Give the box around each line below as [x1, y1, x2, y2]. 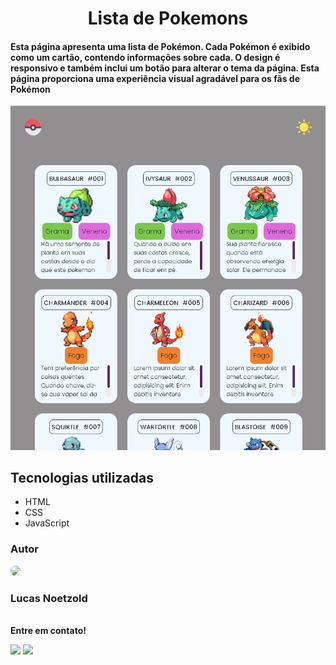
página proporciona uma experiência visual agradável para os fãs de [10, 72, 301, 84]
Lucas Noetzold [10, 591, 88, 605]
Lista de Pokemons [87, 7, 249, 30]
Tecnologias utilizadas [10, 469, 154, 486]
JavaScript [24, 517, 70, 529]
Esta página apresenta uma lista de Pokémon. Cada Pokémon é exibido [10, 40, 311, 52]
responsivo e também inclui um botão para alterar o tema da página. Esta [10, 62, 320, 74]
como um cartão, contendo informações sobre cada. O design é [10, 51, 281, 63]
